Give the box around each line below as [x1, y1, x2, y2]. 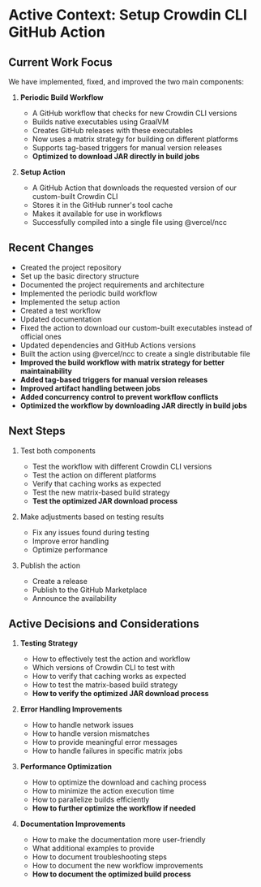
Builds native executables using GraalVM [32, 117, 169, 127]
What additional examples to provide [32, 843, 155, 854]
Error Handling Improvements [19, 704, 123, 714]
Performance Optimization [19, 762, 112, 772]
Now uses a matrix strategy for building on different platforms [32, 134, 239, 144]
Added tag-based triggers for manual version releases [19, 374, 208, 384]
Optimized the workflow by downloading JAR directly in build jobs [19, 400, 247, 410]
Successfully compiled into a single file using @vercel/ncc [32, 218, 228, 227]
